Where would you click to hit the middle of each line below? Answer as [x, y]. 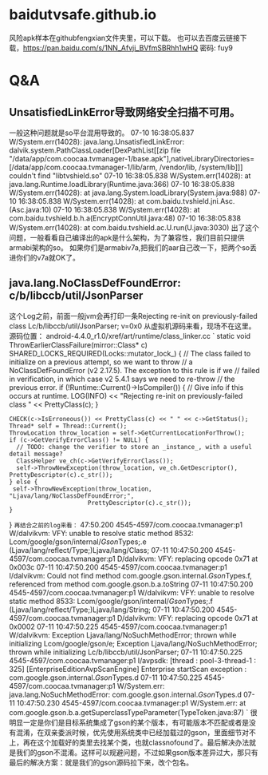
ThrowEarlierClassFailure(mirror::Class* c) [79, 344]
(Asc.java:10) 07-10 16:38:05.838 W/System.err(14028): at [104, 209]
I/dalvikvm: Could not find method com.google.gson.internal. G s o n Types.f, [130, 575]
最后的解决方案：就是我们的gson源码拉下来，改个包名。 [101, 762]
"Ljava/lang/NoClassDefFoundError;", [72, 496]
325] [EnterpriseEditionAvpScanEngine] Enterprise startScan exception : [128, 669]
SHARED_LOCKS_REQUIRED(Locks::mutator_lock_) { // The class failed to [130, 353]
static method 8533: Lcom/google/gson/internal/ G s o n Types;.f [111, 601]
